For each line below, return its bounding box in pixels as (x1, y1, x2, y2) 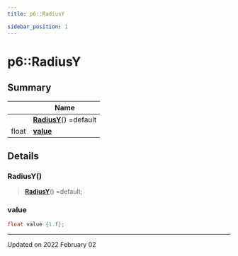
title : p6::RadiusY (7, 10, 65, 18)
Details (7, 150, 39, 162)
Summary (7, 82, 52, 94)
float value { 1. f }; (7, 221, 65, 228)
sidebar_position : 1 (7, 23, 69, 30)
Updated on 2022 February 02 (7, 240, 97, 249)
